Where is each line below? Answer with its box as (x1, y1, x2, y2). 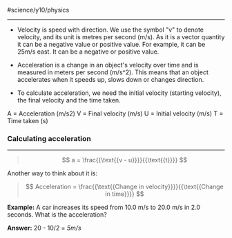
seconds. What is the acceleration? (7, 210, 107, 219)
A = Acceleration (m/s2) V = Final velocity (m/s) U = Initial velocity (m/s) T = (7, 109, 224, 118)
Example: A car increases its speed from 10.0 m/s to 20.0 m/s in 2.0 (7, 203, 201, 212)
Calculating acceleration (7, 133, 91, 143)
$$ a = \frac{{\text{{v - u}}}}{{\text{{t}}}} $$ (61, 156, 188, 164)
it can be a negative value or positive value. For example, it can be (17, 41, 206, 48)
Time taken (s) (7, 117, 48, 125)
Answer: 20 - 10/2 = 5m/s (7, 224, 81, 232)
